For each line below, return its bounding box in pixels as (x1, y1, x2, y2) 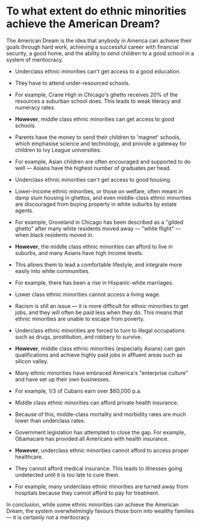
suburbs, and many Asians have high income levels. (14, 249, 144, 256)
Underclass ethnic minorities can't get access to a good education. (14, 67, 181, 75)
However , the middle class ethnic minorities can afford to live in (14, 242, 173, 250)
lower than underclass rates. (14, 417, 86, 424)
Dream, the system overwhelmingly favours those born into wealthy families (6, 507, 194, 514)
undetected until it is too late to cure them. (14, 471, 120, 478)
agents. (14, 206, 34, 214)
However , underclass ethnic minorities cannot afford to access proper (14, 446, 189, 454)
